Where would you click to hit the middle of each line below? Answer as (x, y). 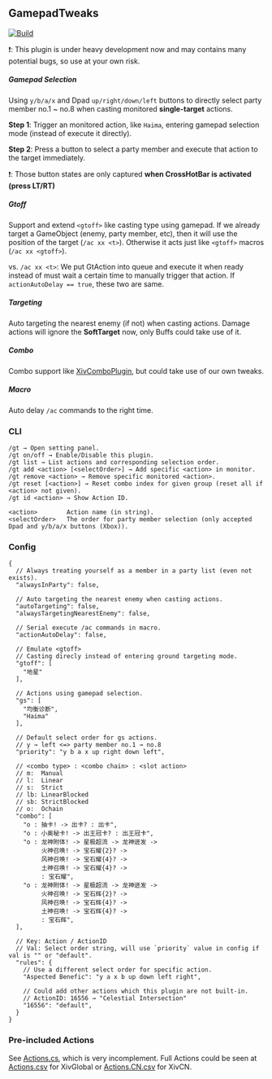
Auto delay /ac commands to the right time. (81, 410)
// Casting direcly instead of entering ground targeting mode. (127, 656)
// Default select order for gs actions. (87, 738)
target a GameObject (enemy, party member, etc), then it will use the (123, 233)
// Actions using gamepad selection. (80, 694)
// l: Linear (39, 781)
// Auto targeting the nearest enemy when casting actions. (119, 599)
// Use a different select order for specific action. (118, 970)
